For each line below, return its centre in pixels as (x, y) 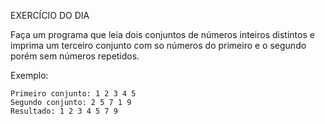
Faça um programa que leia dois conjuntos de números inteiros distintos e (162, 34)
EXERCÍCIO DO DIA (50, 15)
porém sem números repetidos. (75, 56)
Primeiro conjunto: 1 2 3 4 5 (73, 94)
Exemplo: (29, 75)
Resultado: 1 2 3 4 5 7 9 (64, 111)
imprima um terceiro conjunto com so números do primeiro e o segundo (158, 45)
